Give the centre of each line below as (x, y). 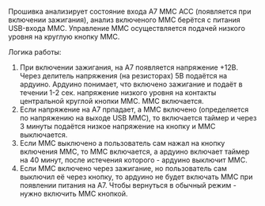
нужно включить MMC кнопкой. (74, 194)
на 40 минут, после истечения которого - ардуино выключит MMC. (133, 160)
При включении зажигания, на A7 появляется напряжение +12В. (129, 67)
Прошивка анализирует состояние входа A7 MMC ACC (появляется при (130, 11)
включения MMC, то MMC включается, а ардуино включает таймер (134, 151)
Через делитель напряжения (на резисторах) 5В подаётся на (123, 76)
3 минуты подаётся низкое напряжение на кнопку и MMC (117, 126)
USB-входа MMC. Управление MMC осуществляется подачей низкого (127, 28)
